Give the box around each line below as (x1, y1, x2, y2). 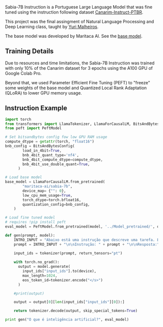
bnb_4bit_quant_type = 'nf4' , (22, 153, 79, 157)
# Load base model (5, 175, 42, 180)
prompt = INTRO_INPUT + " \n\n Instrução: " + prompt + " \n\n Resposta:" (14, 242, 160, 247)
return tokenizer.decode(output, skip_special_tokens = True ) (14, 309, 138, 313)
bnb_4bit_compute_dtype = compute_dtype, (22, 157, 103, 162)
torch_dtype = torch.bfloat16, (22, 197, 81, 202)
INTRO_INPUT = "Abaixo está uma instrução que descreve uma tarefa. (14, 237, 155, 242)
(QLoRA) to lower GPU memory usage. (5, 90, 82, 96)
